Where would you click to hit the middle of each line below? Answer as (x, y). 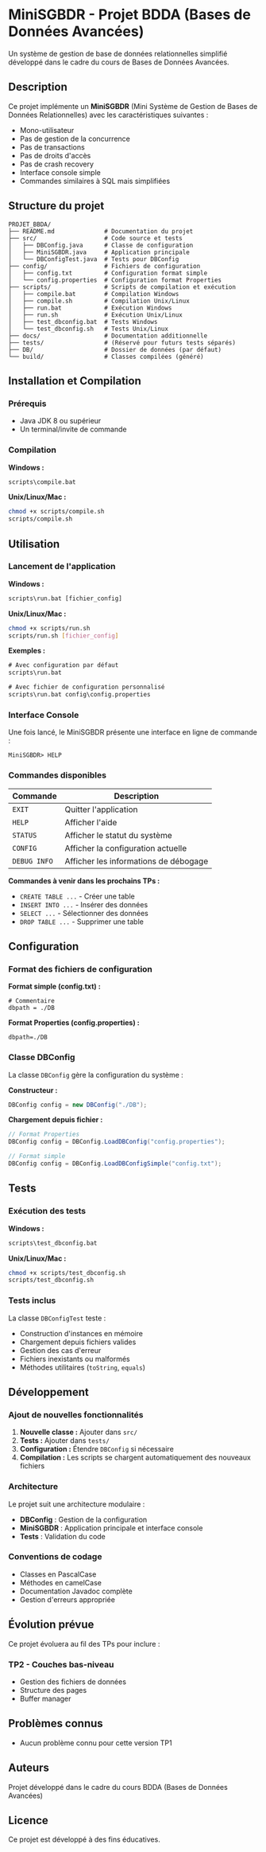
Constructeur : (33, 1090)
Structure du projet (56, 206)
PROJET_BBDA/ (30, 224)
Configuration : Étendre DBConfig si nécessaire (97, 1449)
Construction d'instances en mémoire (81, 1333)
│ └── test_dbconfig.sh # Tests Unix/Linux (89, 329)
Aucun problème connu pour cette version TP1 (96, 1743)
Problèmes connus (56, 1723)
